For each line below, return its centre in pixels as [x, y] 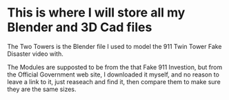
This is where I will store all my [96, 13]
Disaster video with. [36, 54]
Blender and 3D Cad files [80, 27]
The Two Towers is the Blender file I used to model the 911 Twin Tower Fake [114, 46]
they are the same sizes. [42, 89]
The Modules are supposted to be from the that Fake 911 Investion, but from [115, 67]
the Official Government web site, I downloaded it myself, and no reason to [113, 74]
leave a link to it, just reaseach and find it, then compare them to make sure [114, 81]
